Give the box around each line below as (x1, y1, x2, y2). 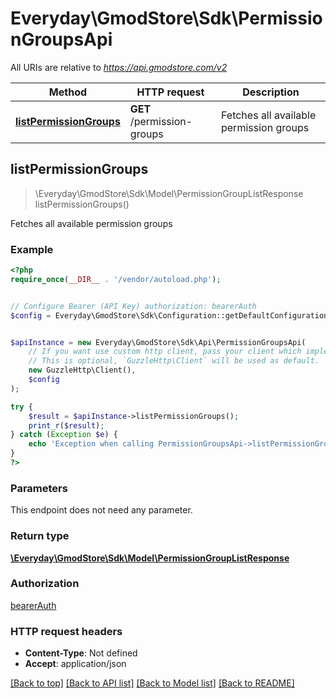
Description (242, 85, 300, 99)
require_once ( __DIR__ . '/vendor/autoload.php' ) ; (10, 274, 222, 284)
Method (48, 85, 88, 99)
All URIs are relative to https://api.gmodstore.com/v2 (10, 61, 228, 73)
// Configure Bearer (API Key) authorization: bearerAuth (10, 301, 257, 311)
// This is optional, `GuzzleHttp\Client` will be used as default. (28, 356, 320, 366)
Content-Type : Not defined (24, 647, 138, 659)
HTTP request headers (10, 624, 123, 638)
